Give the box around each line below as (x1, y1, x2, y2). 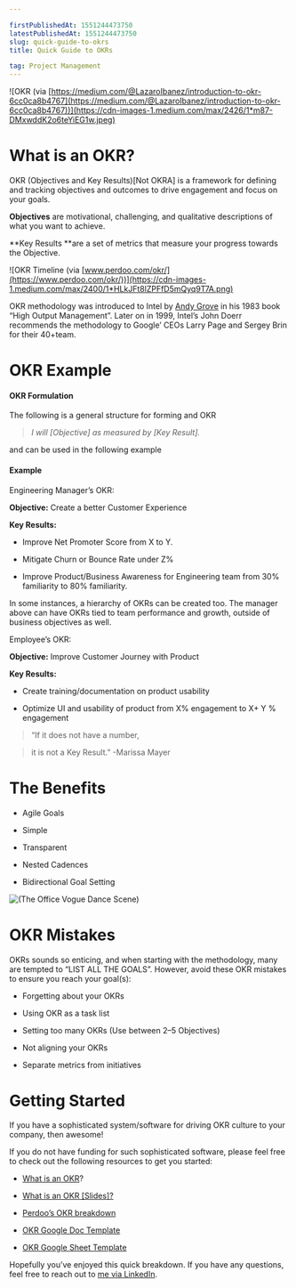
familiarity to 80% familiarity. (21, 580, 128, 591)
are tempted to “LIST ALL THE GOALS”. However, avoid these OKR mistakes (9, 963, 287, 975)
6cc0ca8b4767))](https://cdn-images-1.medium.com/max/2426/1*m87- (9, 105, 274, 116)
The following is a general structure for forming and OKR (9, 410, 217, 421)
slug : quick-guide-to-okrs (9, 37, 109, 46)
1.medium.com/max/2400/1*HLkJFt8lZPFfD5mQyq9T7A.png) (9, 284, 234, 295)
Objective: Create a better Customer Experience (9, 502, 188, 513)
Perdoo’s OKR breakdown (21, 1208, 116, 1219)
